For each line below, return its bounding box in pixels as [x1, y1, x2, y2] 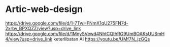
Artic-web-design [5, 3, 83, 15]
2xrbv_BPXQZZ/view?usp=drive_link [5, 25, 81, 31]
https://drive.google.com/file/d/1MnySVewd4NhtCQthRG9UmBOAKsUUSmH [5, 30, 165, 36]
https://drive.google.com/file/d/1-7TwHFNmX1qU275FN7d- [5, 20, 128, 26]
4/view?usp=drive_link [5, 36, 53, 42]
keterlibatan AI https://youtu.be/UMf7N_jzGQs [53, 36, 150, 42]
